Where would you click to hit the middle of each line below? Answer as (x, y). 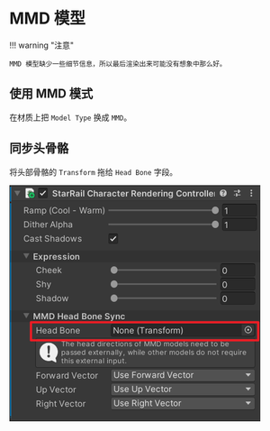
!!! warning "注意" (42, 45)
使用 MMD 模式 (51, 94)
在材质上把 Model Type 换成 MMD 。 (71, 117)
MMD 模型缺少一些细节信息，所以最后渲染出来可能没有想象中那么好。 (118, 64)
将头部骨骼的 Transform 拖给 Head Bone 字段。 (94, 171)
